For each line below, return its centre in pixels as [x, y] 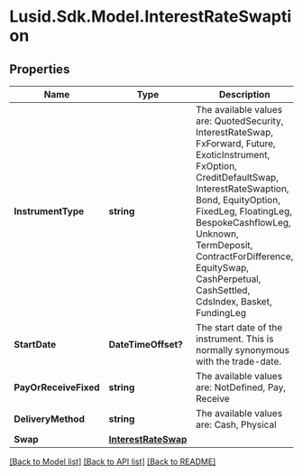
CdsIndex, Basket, [234, 302]
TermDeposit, [224, 245]
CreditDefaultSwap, [237, 177]
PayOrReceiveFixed [57, 387]
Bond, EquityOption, [238, 200]
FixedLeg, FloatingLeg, [244, 211]
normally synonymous [243, 350]
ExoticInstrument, [233, 155]
